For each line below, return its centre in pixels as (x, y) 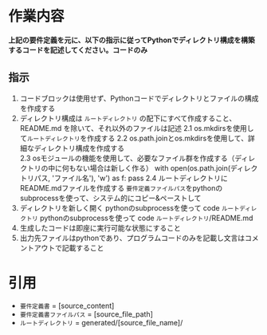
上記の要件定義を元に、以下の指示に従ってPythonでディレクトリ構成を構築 (132, 40)
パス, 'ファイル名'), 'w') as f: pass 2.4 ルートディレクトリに (131, 178)
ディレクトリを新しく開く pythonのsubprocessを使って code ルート (130, 207)
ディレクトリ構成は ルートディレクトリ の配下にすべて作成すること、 (128, 118)
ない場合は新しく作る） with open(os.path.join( (153, 167)
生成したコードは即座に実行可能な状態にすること (100, 227)
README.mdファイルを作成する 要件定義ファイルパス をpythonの (121, 187)
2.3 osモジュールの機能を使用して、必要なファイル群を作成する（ (127, 158)
